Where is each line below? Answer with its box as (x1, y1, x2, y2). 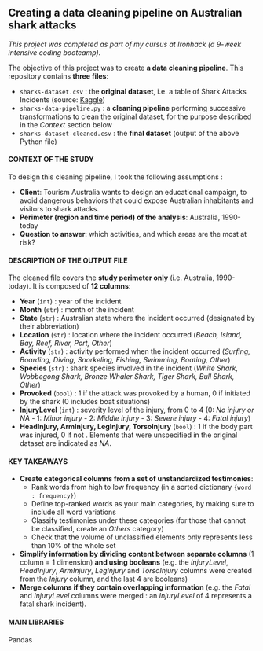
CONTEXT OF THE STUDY (8, 155, 94, 164)
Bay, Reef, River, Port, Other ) (19, 338, 112, 348)
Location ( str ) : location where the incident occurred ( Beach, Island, (19, 330, 243, 340)
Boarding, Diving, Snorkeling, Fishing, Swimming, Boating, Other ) (19, 355, 231, 365)
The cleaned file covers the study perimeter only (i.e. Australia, (8, 273, 214, 282)
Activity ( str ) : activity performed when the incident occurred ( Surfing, (19, 347, 251, 356)
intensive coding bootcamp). (8, 47, 101, 57)
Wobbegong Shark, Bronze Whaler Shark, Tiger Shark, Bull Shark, (19, 372, 235, 381)
